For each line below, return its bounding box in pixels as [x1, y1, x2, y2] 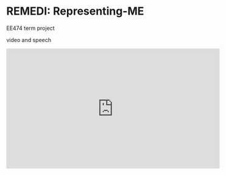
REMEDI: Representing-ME [6, 4, 144, 18]
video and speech [6, 36, 52, 43]
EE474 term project [6, 24, 55, 32]
